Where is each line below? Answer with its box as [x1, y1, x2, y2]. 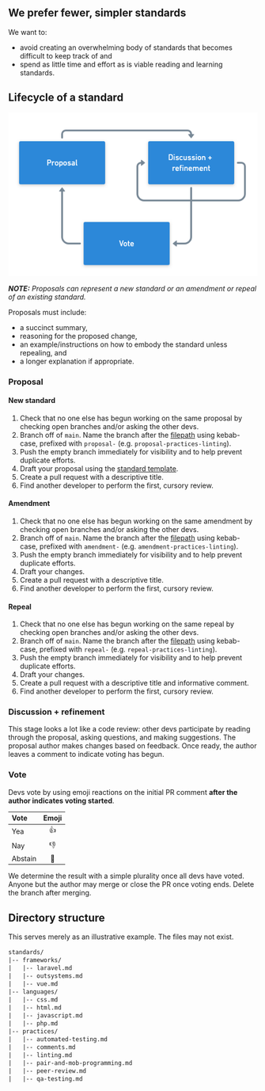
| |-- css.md [8, 996, 59, 1004]
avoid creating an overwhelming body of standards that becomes [19, 43, 233, 52]
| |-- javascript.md [8, 1012, 83, 1020]
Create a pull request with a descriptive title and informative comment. [19, 679, 249, 688]
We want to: [8, 27, 47, 36]
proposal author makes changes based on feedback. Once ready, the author [8, 741, 257, 751]
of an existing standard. [8, 292, 86, 302]
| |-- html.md [8, 1004, 62, 1012]
